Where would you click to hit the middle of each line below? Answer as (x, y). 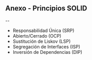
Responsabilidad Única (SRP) (43, 31)
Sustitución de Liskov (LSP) (41, 41)
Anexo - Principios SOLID (46, 8)
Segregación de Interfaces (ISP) (47, 47)
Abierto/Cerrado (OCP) (37, 36)
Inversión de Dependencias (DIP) (48, 52)
